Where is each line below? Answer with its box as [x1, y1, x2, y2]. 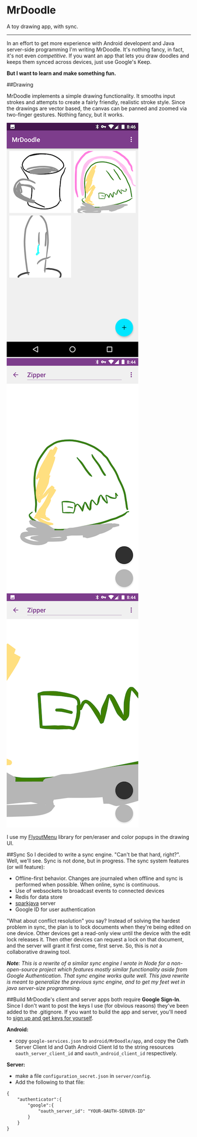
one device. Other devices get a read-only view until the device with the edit [6, 929, 191, 937]
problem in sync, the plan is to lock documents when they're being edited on [6, 923, 191, 930]
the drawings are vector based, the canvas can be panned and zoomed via [6, 105, 187, 112]
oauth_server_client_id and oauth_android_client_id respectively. [15, 1049, 178, 1057]
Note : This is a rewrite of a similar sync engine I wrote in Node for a [6, 960, 170, 967]
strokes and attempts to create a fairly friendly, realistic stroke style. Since [6, 98, 186, 105]
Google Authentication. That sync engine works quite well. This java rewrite [6, 972, 189, 979]
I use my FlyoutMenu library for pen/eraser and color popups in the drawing [6, 833, 189, 840]
